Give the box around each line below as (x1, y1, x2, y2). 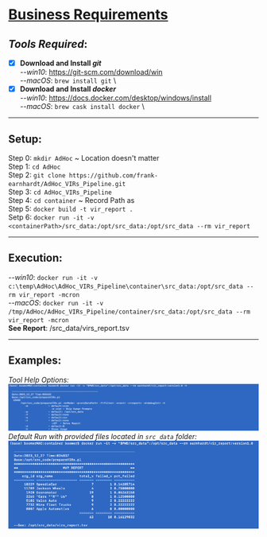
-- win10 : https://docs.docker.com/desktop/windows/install (19, 93, 212, 103)
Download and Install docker (19, 84, 117, 94)
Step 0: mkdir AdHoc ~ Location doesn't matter (8, 153, 160, 162)
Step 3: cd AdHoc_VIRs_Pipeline (8, 187, 113, 197)
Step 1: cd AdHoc (8, 161, 61, 171)
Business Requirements (8, 6, 168, 24)
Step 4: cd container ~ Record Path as (8, 195, 135, 204)
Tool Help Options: (8, 375, 69, 384)
